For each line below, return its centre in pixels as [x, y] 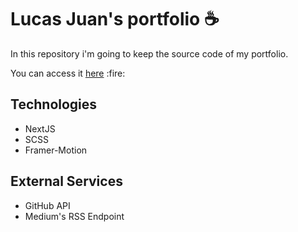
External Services [66, 181]
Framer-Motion [56, 150]
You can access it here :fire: [68, 73]
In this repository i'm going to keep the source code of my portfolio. [149, 53]
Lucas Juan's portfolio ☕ [115, 19]
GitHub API [47, 205]
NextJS [40, 128]
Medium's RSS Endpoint [74, 216]
